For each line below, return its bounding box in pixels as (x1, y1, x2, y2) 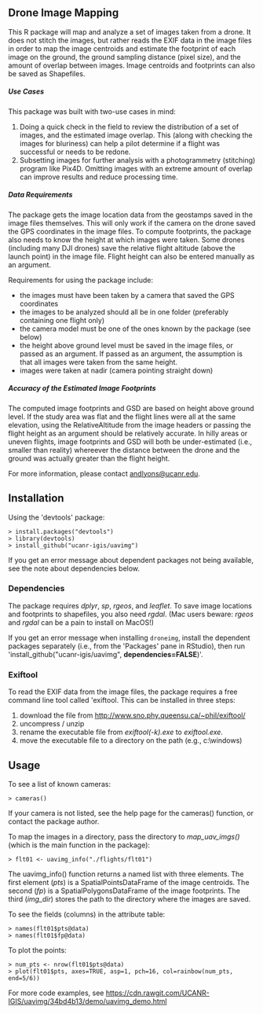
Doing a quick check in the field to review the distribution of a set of (19, 122, 239, 131)
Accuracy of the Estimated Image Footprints (8, 384, 156, 393)
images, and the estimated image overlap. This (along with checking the (19, 130, 253, 140)
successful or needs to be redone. (19, 147, 131, 156)
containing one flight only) (19, 315, 105, 325)
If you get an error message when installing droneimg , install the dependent (8, 633, 250, 642)
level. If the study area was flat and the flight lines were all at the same (8, 412, 236, 421)
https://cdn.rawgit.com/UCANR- (105, 988, 210, 997)
